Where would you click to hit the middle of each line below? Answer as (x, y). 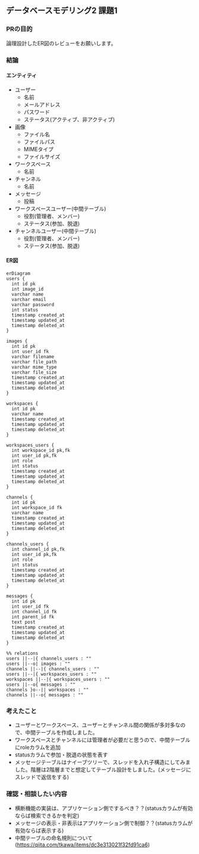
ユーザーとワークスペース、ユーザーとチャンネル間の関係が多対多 (95, 725)
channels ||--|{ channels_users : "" (53, 669)
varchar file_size (34, 373)
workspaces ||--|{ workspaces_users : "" (58, 680)
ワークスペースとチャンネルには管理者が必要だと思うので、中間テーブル (102, 740)
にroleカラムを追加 (38, 748)
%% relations (22, 654)
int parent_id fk (33, 617)
